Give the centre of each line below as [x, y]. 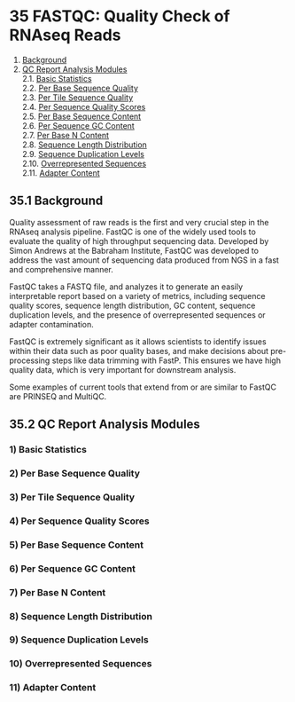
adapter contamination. [52, 324]
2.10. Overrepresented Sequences [84, 163]
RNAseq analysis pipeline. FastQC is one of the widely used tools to [133, 232]
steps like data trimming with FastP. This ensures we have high [167, 360]
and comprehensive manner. [61, 269]
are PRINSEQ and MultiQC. [58, 396]
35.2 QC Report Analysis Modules [105, 425]
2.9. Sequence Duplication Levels [83, 154]
